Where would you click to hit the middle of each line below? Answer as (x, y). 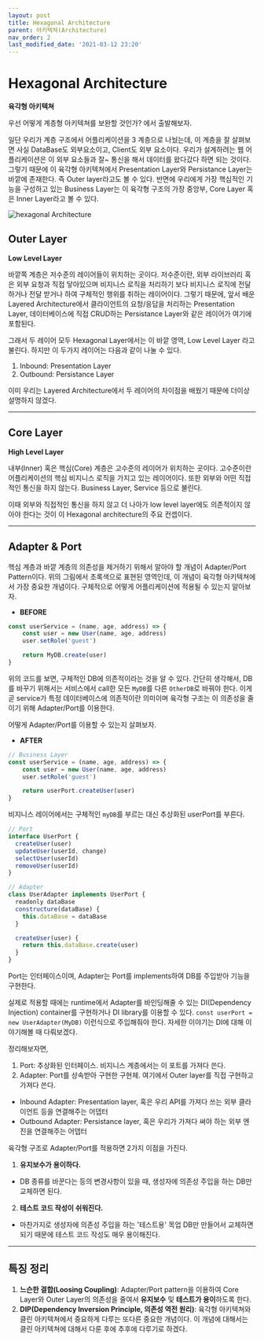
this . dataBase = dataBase (65, 916)
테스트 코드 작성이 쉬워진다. (61, 1208)
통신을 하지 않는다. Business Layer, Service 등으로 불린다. (112, 488)
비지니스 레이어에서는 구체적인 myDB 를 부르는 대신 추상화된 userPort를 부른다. (126, 814)
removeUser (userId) (47, 866)
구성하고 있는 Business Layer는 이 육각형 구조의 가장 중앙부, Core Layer (134, 189)
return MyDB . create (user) (65, 655)
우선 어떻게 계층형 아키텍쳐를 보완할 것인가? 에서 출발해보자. (100, 123)
